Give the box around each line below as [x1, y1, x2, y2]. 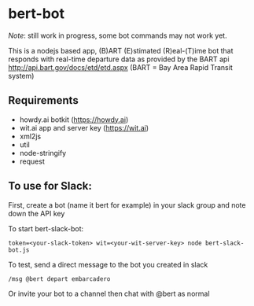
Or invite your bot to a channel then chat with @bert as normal [8, 289, 210, 298]
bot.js [8, 245, 30, 254]
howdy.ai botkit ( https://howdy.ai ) [19, 115, 129, 124]
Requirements [8, 94, 79, 107]
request [19, 157, 45, 166]
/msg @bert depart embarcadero [8, 275, 111, 283]
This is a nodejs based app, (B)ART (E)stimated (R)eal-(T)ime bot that [8, 46, 234, 55]
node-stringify [19, 148, 67, 157]
